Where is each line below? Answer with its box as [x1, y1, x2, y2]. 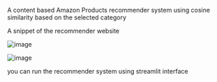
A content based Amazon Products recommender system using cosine [7, 6, 211, 14]
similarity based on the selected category [7, 13, 127, 22]
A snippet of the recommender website [7, 27, 120, 35]
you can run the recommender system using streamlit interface [7, 67, 188, 75]
